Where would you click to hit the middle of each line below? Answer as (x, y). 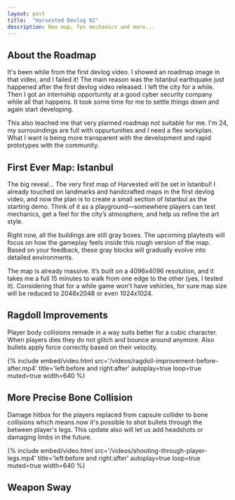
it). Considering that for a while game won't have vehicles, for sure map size (117, 286)
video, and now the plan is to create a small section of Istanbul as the (107, 199)
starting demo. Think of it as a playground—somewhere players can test (112, 207)
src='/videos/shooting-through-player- (151, 450)
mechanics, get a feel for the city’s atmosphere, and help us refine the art (113, 214)
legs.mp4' (22, 458)
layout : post (26, 14)
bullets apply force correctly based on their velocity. (82, 347)
